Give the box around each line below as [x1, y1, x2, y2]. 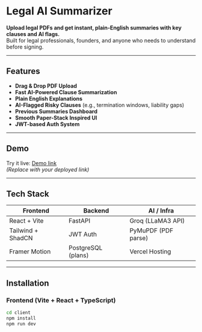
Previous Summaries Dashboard [14, 107, 98, 115]
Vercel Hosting [129, 247, 171, 256]
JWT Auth [69, 230, 97, 238]
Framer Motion [9, 247, 51, 256]
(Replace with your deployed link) [6, 166, 90, 173]
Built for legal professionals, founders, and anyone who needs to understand [6, 37, 196, 44]
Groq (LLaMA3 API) [129, 217, 185, 225]
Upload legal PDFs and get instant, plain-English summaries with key [6, 24, 182, 31]
